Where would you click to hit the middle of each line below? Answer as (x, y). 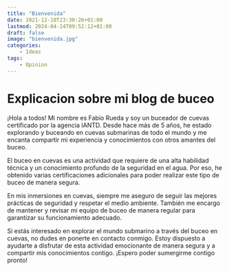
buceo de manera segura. (44, 182)
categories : (24, 45)
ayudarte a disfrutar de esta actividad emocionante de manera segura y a (111, 246)
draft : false (26, 33)
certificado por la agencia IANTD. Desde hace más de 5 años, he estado (109, 125)
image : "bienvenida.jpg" (43, 39)
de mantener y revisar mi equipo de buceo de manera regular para (101, 210)
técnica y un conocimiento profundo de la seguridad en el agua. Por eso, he (115, 167)
